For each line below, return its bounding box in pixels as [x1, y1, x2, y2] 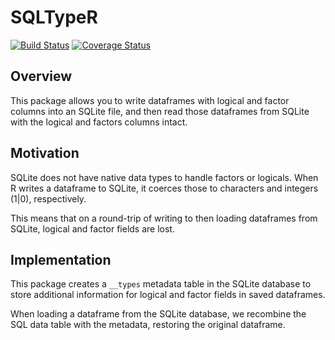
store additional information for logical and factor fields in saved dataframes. [10, 289, 326, 301]
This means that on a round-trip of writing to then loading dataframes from [10, 212, 318, 224]
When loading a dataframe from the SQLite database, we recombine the [10, 308, 307, 320]
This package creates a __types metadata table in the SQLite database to [10, 278, 312, 290]
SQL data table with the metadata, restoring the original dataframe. [10, 319, 286, 331]
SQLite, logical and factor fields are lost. [10, 222, 175, 235]
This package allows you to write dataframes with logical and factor [10, 94, 290, 106]
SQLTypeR [10, 6, 98, 29]
